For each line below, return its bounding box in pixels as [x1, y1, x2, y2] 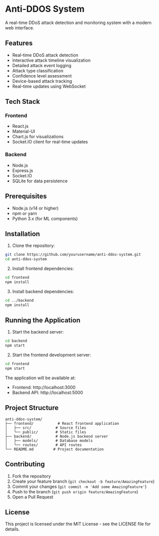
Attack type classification [12, 68, 64, 73]
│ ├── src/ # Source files [5, 425, 87, 430]
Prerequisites [5, 192, 47, 200]
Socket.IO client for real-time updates [12, 139, 88, 145]
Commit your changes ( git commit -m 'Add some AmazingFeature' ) [12, 484, 147, 489]
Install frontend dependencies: [12, 266, 74, 271]
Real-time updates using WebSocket [12, 83, 86, 89]
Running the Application [5, 316, 81, 324]
